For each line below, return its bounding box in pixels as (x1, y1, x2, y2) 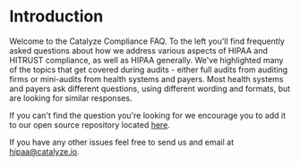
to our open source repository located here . (9, 119, 170, 130)
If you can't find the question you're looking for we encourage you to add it (9, 110, 287, 120)
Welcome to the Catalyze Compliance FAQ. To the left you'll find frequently (9, 36, 285, 46)
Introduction (9, 6, 104, 27)
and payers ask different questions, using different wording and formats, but (9, 83, 291, 94)
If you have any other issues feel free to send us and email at (9, 137, 235, 147)
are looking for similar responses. (9, 92, 133, 104)
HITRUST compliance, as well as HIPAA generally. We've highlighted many (9, 54, 284, 65)
